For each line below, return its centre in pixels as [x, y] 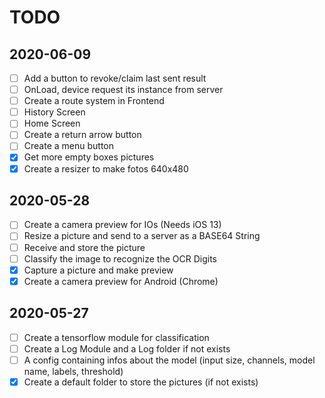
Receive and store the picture [84, 247]
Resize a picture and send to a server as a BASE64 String [142, 236]
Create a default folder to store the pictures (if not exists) [141, 382]
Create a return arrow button [82, 135]
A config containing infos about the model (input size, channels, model [169, 360]
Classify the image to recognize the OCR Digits [120, 258]
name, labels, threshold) [73, 371]
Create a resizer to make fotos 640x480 [106, 168]
